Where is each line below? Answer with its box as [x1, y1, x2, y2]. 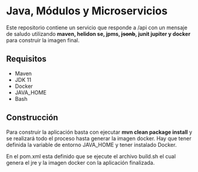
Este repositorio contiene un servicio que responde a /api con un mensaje [6, 24, 188, 31]
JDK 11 [14, 76, 32, 83]
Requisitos [6, 54, 47, 64]
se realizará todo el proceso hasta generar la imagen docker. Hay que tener [6, 134, 192, 142]
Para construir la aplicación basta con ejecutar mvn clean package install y [6, 128, 193, 136]
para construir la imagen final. [6, 36, 80, 44]
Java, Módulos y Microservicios [6, 4, 168, 18]
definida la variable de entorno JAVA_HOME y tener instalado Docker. [6, 141, 177, 148]
